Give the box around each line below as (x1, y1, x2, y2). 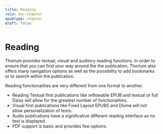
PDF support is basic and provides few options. (12, 123, 108, 129)
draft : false (5, 20, 32, 26)
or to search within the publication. (5, 74, 75, 79)
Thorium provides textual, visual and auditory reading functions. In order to (5, 58, 156, 64)
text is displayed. (12, 118, 46, 124)
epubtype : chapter (5, 16, 42, 21)
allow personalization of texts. (12, 108, 72, 114)
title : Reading (5, 7, 36, 12)
